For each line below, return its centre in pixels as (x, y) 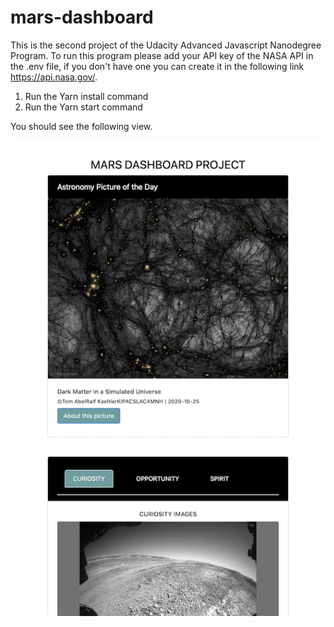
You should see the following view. (81, 126)
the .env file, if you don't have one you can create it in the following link (157, 66)
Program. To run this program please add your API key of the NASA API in (162, 55)
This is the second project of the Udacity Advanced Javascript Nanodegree (166, 45)
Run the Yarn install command (86, 96)
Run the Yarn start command (83, 107)
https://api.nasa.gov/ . (54, 77)
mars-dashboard (82, 17)
